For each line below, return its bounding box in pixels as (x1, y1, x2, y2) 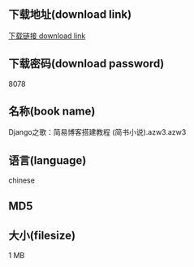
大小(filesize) (8, 229, 75, 243)
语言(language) (8, 153, 87, 167)
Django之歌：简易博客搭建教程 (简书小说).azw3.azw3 (8, 127, 187, 137)
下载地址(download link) (8, 7, 132, 22)
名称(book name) (8, 105, 96, 118)
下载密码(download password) (8, 57, 165, 71)
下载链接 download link (8, 31, 86, 41)
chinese (8, 175, 35, 185)
